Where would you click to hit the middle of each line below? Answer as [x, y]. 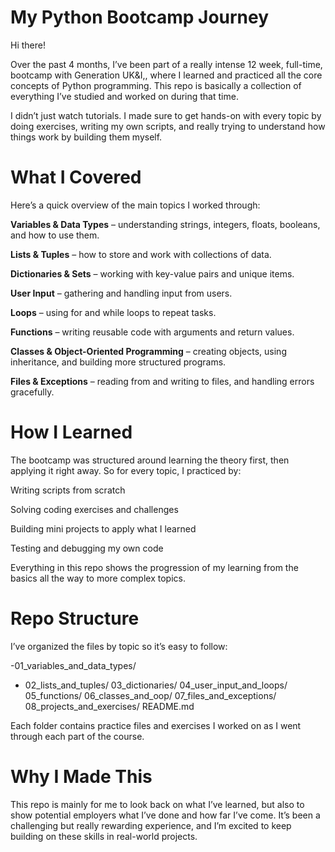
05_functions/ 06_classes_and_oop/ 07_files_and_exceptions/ [150, 695]
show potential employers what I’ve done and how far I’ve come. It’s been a [165, 815]
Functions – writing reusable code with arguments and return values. [152, 332]
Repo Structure [75, 618]
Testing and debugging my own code [87, 548]
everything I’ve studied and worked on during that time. [124, 96]
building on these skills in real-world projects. [104, 836]
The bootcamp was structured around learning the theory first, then [150, 460]
